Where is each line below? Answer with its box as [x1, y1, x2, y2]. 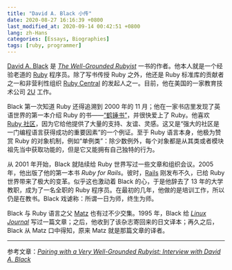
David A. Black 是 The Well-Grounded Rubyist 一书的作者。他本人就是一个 [7, 62, 217, 70]
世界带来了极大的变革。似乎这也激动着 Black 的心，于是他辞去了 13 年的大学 [7, 177, 224, 185]
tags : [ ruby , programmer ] [7, 42, 81, 49]
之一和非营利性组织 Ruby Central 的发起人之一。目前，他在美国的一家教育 [7, 79, 217, 87]
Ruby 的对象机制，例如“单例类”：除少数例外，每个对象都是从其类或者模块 [14, 137, 224, 145]
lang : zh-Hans [7, 29, 48, 37]
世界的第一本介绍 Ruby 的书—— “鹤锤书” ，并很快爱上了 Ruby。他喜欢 [12, 111, 211, 119]
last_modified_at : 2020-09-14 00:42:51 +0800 [7, 23, 140, 30]
